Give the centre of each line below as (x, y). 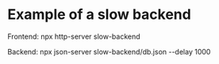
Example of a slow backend (99, 15)
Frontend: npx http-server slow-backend (74, 36)
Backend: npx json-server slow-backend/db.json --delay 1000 (109, 51)
